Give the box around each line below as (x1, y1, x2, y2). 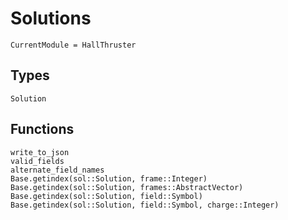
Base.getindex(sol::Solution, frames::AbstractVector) (10, 182, 244, 192)
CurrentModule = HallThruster (10, 40, 137, 50)
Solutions (10, 7, 92, 30)
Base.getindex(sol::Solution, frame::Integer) (10, 173, 208, 184)
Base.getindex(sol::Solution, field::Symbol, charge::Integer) (10, 200, 280, 210)
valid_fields (10, 156, 65, 166)
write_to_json (10, 147, 70, 157)
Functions (10, 121, 75, 138)
